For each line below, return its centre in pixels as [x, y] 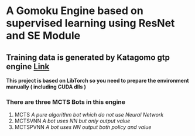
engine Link [28, 67]
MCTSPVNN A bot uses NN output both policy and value [83, 127]
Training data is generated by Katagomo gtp [88, 57]
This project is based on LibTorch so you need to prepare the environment [97, 81]
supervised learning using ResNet [90, 23]
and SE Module [43, 36]
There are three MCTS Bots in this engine [66, 102]
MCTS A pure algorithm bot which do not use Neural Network [89, 115]
